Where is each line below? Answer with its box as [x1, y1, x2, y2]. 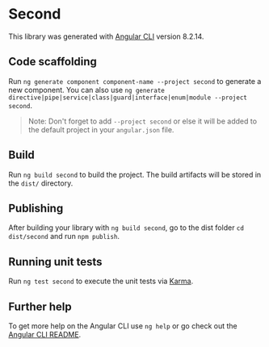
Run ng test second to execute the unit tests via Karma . [8, 276, 194, 286]
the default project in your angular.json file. [27, 124, 174, 134]
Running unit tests [8, 255, 103, 269]
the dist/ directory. [8, 178, 74, 188]
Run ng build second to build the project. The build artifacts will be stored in [8, 169, 262, 179]
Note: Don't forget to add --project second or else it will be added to [27, 116, 257, 126]
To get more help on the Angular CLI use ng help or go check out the [8, 321, 237, 331]
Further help [8, 299, 73, 313]
